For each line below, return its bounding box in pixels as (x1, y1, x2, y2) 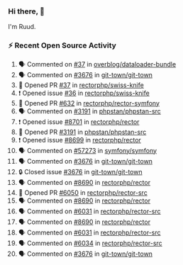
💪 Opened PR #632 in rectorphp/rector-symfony (18, 98, 160, 107)
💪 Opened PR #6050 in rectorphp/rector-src (18, 188, 148, 197)
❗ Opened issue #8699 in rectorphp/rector (18, 135, 141, 144)
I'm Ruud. (8, 23, 36, 31)
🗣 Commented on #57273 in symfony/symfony (18, 146, 157, 154)
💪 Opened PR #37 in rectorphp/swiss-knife (18, 81, 144, 89)
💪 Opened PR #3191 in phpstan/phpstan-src (18, 128, 147, 136)
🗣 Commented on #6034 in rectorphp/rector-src (18, 239, 162, 247)
